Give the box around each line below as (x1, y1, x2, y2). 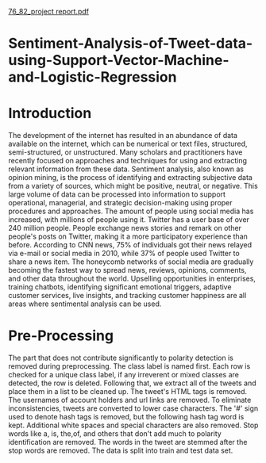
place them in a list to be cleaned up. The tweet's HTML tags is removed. (8, 387, 248, 396)
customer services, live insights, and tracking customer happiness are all (8, 291, 247, 300)
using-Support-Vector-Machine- (8, 52, 229, 70)
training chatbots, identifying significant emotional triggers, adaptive (8, 282, 232, 292)
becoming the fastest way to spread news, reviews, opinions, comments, (8, 266, 247, 275)
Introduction (8, 105, 92, 122)
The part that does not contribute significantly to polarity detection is (8, 353, 234, 363)
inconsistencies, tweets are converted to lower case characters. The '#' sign (8, 404, 259, 413)
